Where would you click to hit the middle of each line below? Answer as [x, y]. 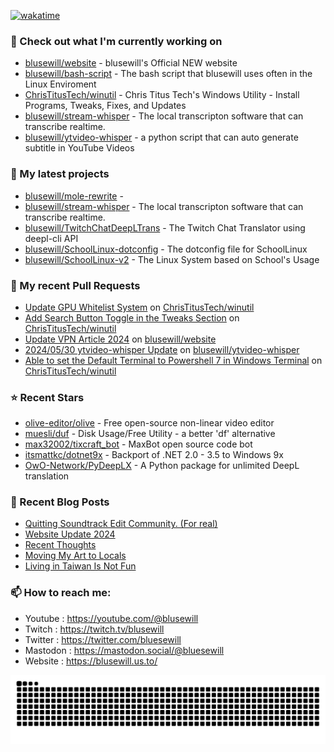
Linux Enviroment [60, 84]
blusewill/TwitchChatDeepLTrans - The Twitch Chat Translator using [165, 227]
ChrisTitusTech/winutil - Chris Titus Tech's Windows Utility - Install [162, 95]
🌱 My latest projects [60, 174]
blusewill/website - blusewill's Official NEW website [131, 63]
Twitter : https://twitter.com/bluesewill [103, 639]
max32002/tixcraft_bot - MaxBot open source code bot [138, 444]
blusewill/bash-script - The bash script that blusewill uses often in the [168, 74]
